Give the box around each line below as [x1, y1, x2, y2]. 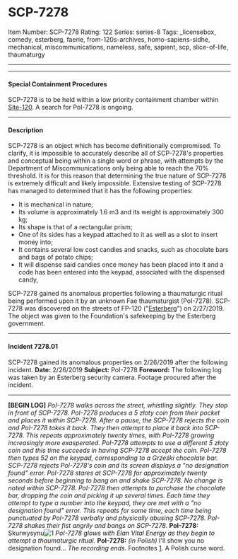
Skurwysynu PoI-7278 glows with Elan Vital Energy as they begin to [8, 529, 215, 537]
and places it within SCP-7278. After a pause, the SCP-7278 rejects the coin [8, 415, 230, 425]
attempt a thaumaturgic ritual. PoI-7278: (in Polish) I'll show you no [8, 536, 205, 545]
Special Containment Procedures [8, 79, 108, 88]
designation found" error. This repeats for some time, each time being [8, 506, 212, 514]
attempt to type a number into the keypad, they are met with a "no [8, 498, 201, 507]
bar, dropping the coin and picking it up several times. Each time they [8, 491, 210, 500]
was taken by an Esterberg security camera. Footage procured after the [8, 373, 217, 381]
